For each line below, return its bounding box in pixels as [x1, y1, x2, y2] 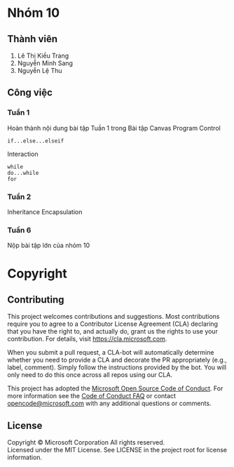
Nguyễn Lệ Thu [17, 67, 62, 74]
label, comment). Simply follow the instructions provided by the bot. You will [7, 363, 226, 371]
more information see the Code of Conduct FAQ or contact [7, 392, 177, 400]
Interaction [7, 150, 39, 158]
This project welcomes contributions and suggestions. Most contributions [7, 313, 220, 321]
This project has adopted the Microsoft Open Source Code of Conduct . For [7, 384, 223, 393]
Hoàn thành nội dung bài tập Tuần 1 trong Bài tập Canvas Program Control [7, 124, 221, 132]
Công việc [7, 86, 53, 99]
